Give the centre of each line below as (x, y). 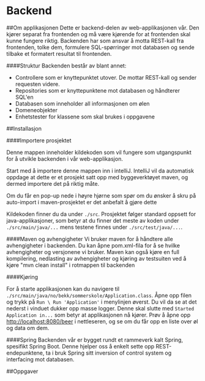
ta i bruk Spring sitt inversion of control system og (109, 353)
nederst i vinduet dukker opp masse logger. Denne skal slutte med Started (100, 308)
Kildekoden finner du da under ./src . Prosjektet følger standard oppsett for (101, 214)
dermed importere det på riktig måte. (53, 183)
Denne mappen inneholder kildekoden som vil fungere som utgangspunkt (99, 152)
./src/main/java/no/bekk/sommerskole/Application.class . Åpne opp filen (99, 295)
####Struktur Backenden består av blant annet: (66, 66)
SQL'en (24, 97)
